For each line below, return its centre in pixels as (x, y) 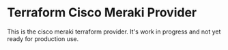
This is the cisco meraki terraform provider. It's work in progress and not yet (114, 32)
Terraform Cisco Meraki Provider (102, 13)
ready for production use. (43, 38)
